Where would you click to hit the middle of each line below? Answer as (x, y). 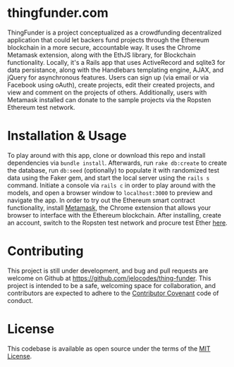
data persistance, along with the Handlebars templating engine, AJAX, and (116, 70)
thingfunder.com (58, 13)
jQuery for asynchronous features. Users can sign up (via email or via (108, 77)
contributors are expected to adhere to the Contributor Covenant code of (113, 293)
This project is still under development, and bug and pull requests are (108, 270)
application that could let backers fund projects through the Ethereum (109, 39)
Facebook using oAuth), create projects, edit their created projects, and (111, 85)
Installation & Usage (67, 136)
